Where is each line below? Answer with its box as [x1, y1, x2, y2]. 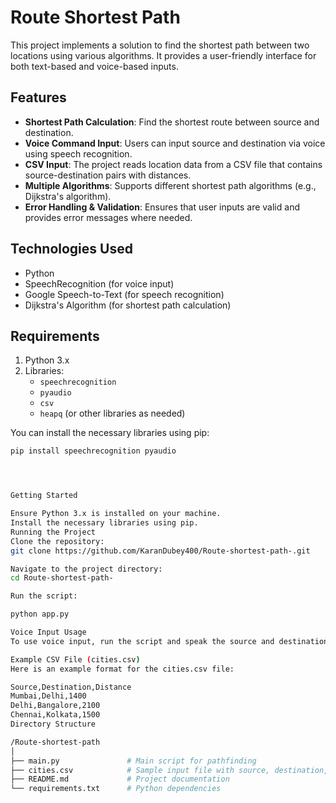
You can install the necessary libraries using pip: [10, 427, 210, 439]
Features [10, 89, 67, 106]
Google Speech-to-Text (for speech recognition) [24, 288, 225, 300]
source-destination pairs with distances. [24, 169, 192, 181]
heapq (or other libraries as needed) [39, 407, 186, 420]
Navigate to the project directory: [10, 564, 163, 574]
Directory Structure [10, 719, 97, 729]
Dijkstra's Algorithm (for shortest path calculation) [24, 299, 232, 311]
